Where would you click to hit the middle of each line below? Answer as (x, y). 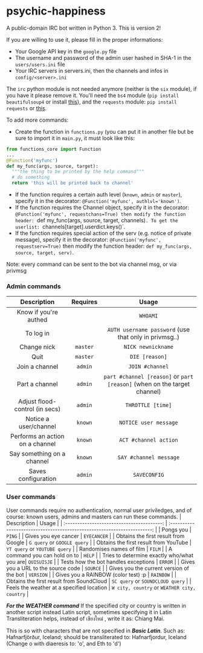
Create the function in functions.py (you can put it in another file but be (104, 131)
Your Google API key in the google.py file (66, 51)
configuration (37, 479)
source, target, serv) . (44, 253)
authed (37, 320)
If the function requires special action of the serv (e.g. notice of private (103, 233)
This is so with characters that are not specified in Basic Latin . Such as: (96, 631)
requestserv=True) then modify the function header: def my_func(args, (103, 246)
